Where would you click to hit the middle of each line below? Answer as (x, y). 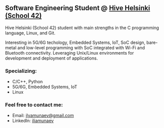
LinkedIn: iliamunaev (33, 121)
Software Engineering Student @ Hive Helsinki (78, 8)
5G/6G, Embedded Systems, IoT (45, 87)
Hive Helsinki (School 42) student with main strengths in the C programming (82, 28)
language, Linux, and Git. (30, 33)
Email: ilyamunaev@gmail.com (43, 116)
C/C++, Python (27, 82)
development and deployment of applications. (52, 58)
